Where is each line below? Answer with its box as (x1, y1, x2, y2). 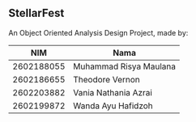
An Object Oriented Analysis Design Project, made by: (8, 27, 189, 37)
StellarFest (8, 6, 65, 20)
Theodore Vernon (72, 74, 140, 85)
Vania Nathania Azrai (72, 86, 152, 98)
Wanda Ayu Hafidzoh (72, 100, 154, 111)
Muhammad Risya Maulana (72, 61, 177, 72)
